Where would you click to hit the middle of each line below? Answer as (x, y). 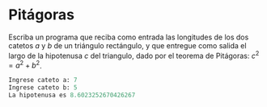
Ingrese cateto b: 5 (43, 88)
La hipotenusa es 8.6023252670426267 (72, 95)
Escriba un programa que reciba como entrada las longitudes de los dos (129, 37)
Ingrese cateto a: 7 (43, 80)
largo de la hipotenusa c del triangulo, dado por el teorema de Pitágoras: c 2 (134, 55)
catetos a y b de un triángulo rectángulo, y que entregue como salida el (127, 45)
